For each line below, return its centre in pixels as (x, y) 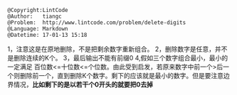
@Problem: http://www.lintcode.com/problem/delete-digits (97, 23)
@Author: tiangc (35, 16)
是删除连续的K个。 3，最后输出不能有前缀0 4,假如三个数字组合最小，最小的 (118, 58)
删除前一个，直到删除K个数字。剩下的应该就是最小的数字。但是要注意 (122, 76)
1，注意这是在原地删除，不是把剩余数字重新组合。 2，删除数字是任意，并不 (117, 49)
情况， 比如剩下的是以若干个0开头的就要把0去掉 (83, 84)
